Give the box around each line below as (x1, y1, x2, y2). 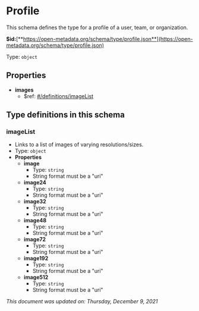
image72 (23, 236, 46, 243)
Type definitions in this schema (6, 110, 125, 120)
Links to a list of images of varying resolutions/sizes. (14, 141, 144, 148)
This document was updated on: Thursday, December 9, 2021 (6, 298, 158, 305)
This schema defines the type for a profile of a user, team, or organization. (6, 24, 188, 31)
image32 (23, 198, 46, 205)
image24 (23, 179, 46, 186)
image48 (23, 217, 47, 224)
